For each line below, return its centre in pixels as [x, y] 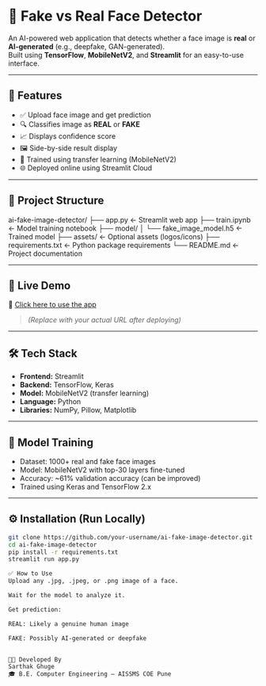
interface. [24, 63]
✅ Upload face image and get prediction [85, 115]
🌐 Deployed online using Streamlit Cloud [86, 168]
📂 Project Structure [56, 201]
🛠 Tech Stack [43, 353]
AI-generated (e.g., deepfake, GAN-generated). [86, 46]
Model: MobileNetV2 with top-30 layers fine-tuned [102, 470]
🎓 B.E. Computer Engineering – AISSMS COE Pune [90, 674]
